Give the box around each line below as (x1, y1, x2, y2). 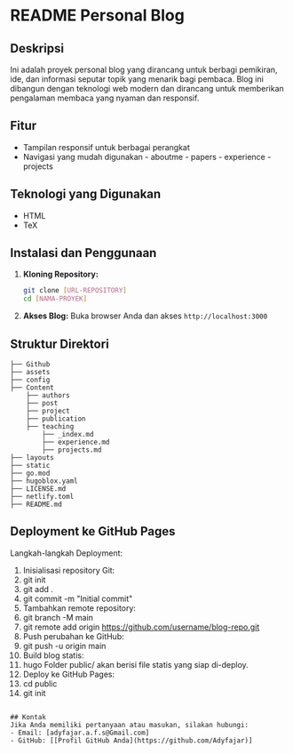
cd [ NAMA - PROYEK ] (22, 294, 88, 303)
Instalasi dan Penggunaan (10, 245, 157, 261)
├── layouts (10, 453, 54, 462)
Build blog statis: (22, 650, 84, 661)
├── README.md (10, 500, 63, 509)
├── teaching (26, 422, 75, 431)
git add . (22, 583, 54, 594)
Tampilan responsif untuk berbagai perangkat (22, 141, 190, 152)
